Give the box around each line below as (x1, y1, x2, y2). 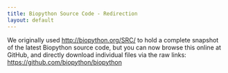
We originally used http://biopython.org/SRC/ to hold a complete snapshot (7, 35, 219, 44)
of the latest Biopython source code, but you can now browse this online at (7, 43, 222, 51)
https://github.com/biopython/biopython (7, 58, 123, 66)
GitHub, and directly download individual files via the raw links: (7, 50, 187, 59)
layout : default (7, 17, 54, 24)
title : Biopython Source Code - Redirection (7, 10, 138, 17)
